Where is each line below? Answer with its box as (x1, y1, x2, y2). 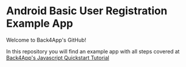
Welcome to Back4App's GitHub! (6, 36, 87, 43)
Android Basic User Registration (6, 4, 168, 18)
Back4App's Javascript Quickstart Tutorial (6, 54, 109, 61)
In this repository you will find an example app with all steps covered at (6, 47, 180, 55)
